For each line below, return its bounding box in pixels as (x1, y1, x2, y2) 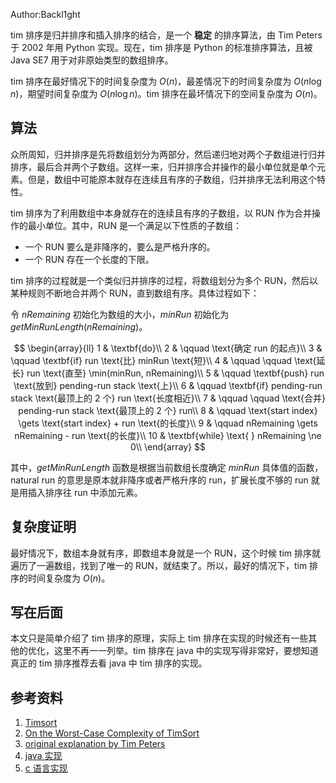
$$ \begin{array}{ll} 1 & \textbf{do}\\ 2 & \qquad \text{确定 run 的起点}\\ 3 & (13, 342, 323, 354)
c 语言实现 (24, 762, 68, 774)
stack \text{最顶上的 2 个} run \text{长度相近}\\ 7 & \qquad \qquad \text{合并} (10, 392, 326, 404)
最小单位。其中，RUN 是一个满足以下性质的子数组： (27, 219, 242, 231)
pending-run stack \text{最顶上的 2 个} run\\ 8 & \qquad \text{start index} (18, 404, 318, 416)
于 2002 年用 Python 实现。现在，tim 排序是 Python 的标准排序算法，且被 (10, 42, 313, 53)
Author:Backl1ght (10, 9, 81, 20)
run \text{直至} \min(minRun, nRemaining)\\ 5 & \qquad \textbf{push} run (26, 367, 325, 379)
